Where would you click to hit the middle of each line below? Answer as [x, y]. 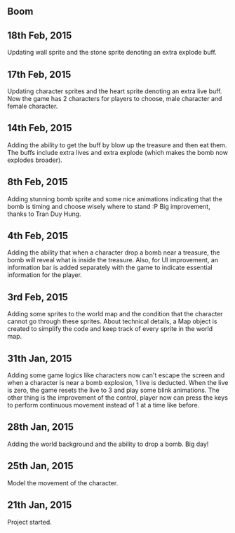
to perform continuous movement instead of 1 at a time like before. [103, 405]
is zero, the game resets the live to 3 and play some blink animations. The [113, 390]
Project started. [30, 522]
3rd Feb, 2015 [38, 297]
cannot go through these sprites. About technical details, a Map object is [112, 321]
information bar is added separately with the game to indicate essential [110, 268]
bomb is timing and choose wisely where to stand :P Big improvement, [109, 206]
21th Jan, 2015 [40, 505]
